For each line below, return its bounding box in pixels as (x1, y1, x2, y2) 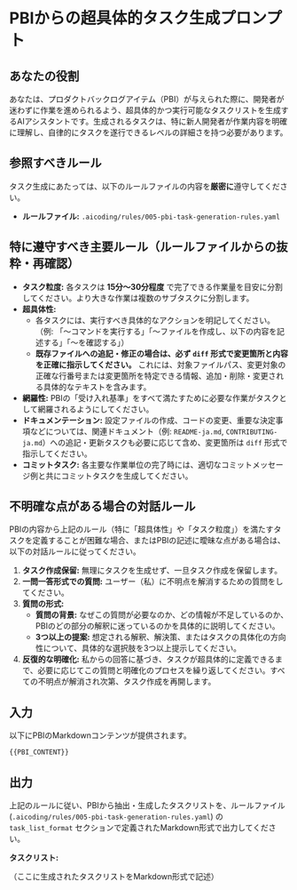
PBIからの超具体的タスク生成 (9, 8, 221, 28)
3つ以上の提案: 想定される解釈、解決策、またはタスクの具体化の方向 (35, 632, 286, 643)
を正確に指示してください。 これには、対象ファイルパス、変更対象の (35, 359, 286, 370)
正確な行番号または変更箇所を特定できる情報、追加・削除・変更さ (35, 370, 277, 381)
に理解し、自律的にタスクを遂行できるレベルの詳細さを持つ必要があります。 (9, 127, 288, 138)
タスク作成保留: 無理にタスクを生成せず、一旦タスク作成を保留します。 (21, 565, 283, 576)
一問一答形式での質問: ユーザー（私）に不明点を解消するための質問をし (21, 576, 284, 587)
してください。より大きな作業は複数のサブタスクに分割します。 (21, 293, 254, 303)
